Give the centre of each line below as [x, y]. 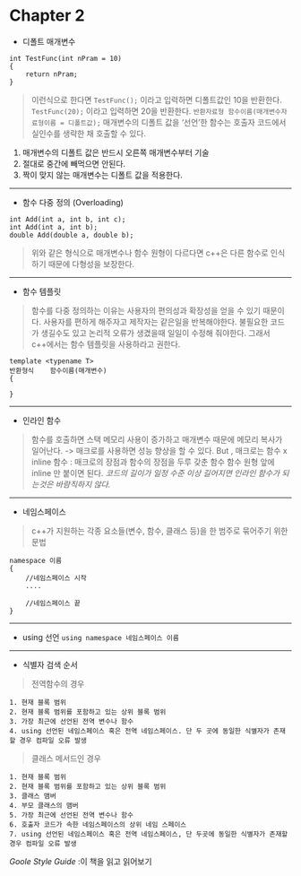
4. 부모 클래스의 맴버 [44, 805]
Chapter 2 [47, 16]
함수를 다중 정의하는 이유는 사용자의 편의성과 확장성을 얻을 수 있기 [146, 310]
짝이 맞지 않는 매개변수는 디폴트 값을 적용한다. [103, 175]
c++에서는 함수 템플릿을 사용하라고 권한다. [106, 344]
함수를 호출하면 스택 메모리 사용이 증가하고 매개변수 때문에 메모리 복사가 [157, 439]
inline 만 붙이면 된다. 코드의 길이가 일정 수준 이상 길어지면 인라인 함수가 [155, 473]
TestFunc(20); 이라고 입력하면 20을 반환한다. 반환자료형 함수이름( [144, 111]
